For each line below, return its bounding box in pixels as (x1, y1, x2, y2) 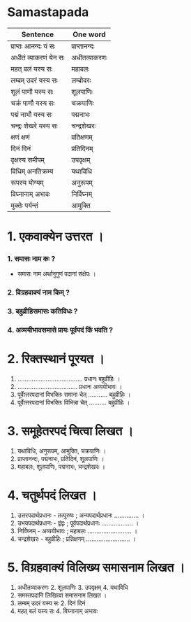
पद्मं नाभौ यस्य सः (10, 109, 53, 119)
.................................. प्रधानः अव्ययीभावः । (17, 383, 123, 391)
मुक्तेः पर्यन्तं (10, 200, 38, 210)
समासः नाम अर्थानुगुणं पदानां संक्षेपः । (17, 270, 96, 278)
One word (72, 29, 106, 39)
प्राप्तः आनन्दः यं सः (10, 41, 56, 51)
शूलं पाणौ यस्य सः (10, 87, 54, 97)
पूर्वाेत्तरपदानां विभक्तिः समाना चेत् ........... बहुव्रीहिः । (17, 390, 131, 399)
